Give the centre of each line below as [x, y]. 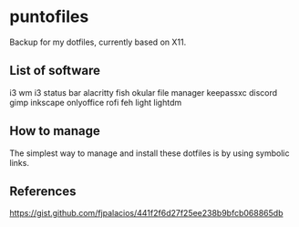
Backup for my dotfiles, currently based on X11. [98, 42]
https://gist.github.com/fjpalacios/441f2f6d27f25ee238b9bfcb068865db [146, 213]
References [43, 191]
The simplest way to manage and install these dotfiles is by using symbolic [149, 153]
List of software [55, 71]
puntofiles [49, 17]
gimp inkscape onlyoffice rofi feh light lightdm [96, 102]
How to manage [55, 131]
